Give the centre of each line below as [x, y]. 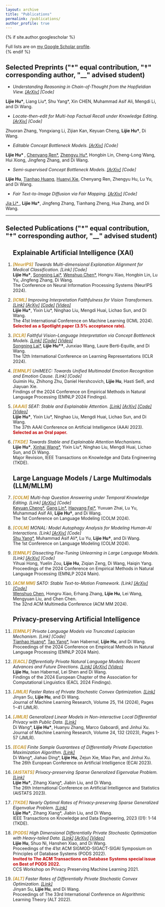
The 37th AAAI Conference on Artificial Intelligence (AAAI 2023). [78, 427]
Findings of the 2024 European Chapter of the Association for [75, 677]
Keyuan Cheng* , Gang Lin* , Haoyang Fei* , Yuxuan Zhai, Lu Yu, [75, 508]
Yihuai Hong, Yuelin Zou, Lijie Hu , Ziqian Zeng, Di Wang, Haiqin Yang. [82, 563]
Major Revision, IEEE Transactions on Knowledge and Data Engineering [84, 458]
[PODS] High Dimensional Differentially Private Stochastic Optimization [85, 833]
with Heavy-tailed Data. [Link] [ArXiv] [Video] [59, 838]
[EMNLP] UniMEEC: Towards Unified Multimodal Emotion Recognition [83, 371]
